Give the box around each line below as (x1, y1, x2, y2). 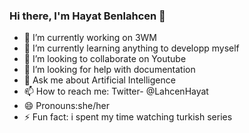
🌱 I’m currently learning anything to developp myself (23, 42, 240, 54)
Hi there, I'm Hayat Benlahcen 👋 (9, 9, 166, 23)
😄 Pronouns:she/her (23, 100, 110, 112)
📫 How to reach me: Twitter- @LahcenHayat (23, 85, 209, 98)
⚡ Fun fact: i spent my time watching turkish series (23, 111, 233, 123)
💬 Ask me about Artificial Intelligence (23, 74, 176, 86)
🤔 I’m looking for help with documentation (23, 64, 196, 76)
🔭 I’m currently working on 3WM (23, 32, 157, 44)
